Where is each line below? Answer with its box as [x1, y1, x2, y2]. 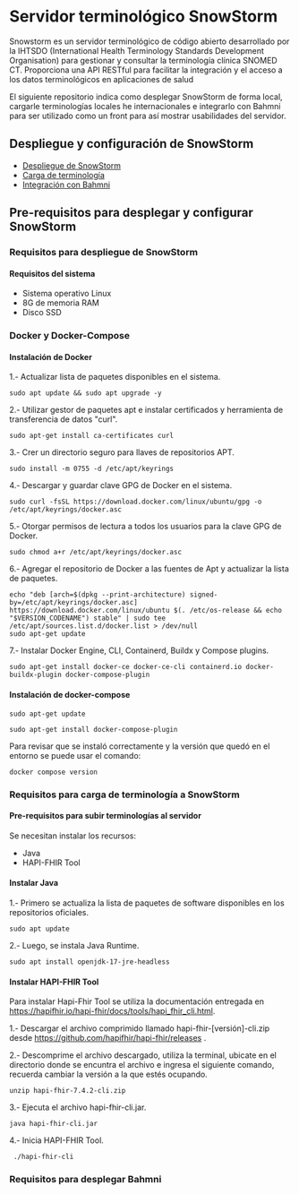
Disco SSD [21, 307, 63, 318]
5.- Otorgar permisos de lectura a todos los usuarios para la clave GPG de [9, 521, 282, 532]
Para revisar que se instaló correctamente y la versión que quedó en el [9, 741, 270, 752]
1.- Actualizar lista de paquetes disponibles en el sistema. [9, 372, 221, 382]
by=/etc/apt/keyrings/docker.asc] [9, 598, 139, 607]
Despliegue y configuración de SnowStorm [9, 136, 254, 151]
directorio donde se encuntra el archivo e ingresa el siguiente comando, [9, 1060, 275, 1070]
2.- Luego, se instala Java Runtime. [9, 940, 140, 950]
